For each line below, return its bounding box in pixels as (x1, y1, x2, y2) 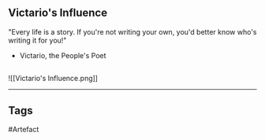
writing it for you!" (8, 35, 67, 45)
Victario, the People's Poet (19, 50, 106, 60)
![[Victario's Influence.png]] (8, 74, 99, 83)
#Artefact (8, 125, 39, 134)
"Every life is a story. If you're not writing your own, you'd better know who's (8, 27, 257, 36)
